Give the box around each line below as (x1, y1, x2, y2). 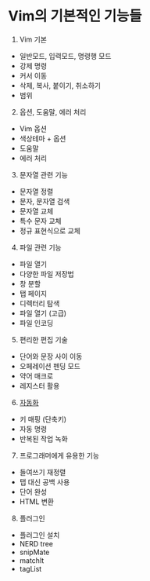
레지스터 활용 (19, 381, 60, 390)
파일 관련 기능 (19, 243, 62, 252)
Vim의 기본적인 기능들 (8, 7, 142, 25)
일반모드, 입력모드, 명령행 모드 (19, 51, 112, 60)
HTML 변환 (19, 496, 55, 506)
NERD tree (19, 539, 53, 548)
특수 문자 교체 (19, 216, 62, 225)
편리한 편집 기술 (19, 334, 68, 344)
